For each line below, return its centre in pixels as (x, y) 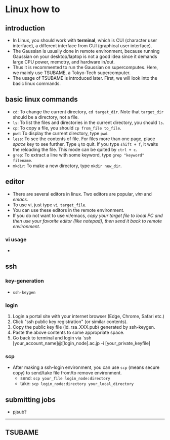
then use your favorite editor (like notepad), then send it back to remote (87, 221)
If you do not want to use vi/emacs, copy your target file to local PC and (88, 215)
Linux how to (33, 9)
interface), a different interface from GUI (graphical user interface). (82, 46)
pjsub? (19, 412)
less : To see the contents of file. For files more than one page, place (84, 139)
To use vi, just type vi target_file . (50, 205)
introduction (25, 28)
